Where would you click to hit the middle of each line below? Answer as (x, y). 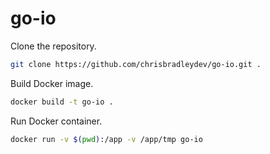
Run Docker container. (56, 121)
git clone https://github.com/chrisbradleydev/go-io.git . (136, 64)
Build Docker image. (52, 83)
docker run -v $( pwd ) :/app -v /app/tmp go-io (106, 139)
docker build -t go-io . (62, 102)
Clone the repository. (53, 46)
